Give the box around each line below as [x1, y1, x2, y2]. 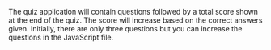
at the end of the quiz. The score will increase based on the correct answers [8, 15, 263, 25]
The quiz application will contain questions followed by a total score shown [8, 7, 259, 16]
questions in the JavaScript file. [8, 32, 114, 42]
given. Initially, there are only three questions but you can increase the [8, 24, 243, 33]
